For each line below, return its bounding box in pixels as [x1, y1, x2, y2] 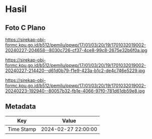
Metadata [5, 102, 36, 111]
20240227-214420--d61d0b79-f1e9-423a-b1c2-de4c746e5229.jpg [5, 67, 145, 73]
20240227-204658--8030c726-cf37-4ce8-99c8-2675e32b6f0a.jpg [5, 47, 147, 53]
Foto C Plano [5, 23, 46, 32]
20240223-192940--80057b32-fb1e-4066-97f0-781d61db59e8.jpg [5, 88, 145, 93]
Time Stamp [8, 125, 37, 132]
